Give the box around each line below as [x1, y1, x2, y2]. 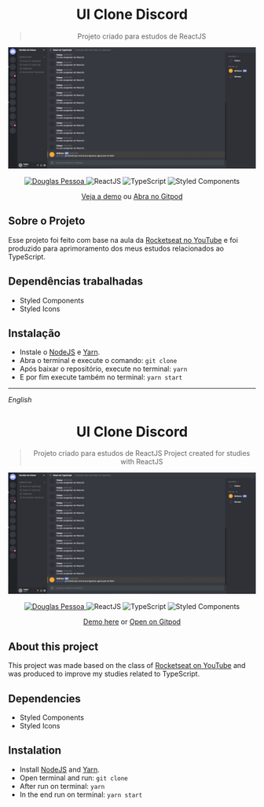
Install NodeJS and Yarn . [19, 765, 100, 774]
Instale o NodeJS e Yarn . [19, 347, 101, 357]
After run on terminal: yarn [19, 781, 105, 790]
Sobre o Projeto [8, 215, 86, 228]
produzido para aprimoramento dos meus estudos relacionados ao [8, 244, 224, 253]
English [8, 395, 32, 405]
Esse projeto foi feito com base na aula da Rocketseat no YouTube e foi [8, 235, 238, 244]
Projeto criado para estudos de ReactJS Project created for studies [33, 449, 251, 458]
